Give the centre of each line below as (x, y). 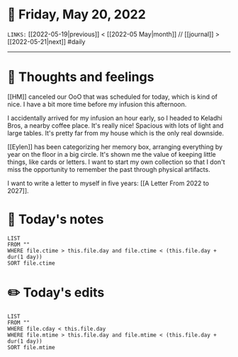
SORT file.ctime (31, 263)
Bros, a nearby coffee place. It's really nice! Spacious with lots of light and (116, 125)
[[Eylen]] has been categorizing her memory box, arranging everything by (115, 147)
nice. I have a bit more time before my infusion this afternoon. (97, 104)
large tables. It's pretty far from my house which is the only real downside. (116, 133)
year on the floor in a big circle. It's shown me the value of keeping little (112, 154)
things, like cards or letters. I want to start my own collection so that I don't (116, 162)
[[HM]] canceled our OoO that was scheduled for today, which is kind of (113, 97)
